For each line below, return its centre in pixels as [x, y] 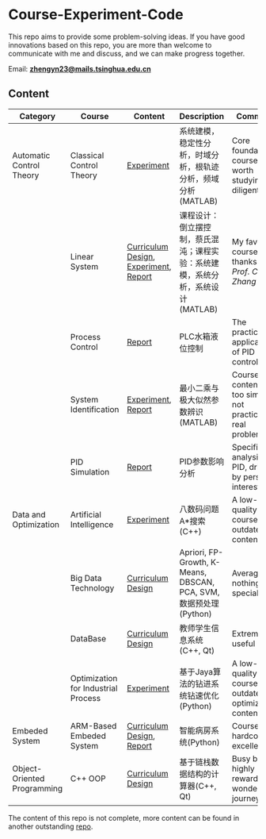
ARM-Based [93, 725]
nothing [246, 583]
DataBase [88, 638]
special [245, 593]
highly [243, 768]
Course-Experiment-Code [96, 15]
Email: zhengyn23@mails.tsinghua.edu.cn [80, 68]
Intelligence [92, 524]
